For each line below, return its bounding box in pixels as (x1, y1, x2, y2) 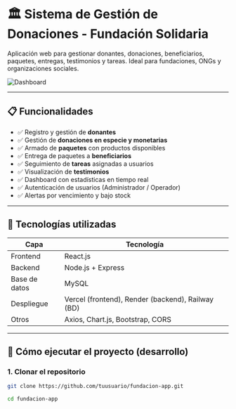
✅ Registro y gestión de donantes (17, 128, 117, 136)
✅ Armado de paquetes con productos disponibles (17, 143, 166, 152)
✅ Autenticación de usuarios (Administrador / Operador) (17, 183, 181, 191)
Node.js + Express (64, 262, 125, 272)
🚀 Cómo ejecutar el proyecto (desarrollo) (7, 346, 189, 358)
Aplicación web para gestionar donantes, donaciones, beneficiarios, (7, 49, 204, 58)
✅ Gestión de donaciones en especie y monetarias (17, 136, 168, 144)
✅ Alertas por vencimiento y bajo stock (17, 191, 131, 200)
